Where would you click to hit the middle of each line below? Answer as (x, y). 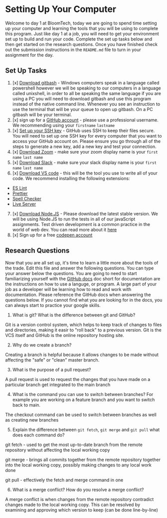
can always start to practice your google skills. (53, 305)
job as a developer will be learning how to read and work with (68, 289)
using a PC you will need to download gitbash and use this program (82, 98)
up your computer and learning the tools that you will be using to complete (82, 28)
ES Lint (20, 188)
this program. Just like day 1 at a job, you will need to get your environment (82, 33)
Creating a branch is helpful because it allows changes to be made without (82, 354)
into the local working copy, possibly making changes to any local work (79, 465)
